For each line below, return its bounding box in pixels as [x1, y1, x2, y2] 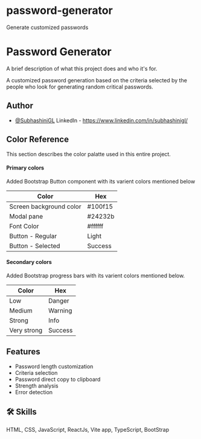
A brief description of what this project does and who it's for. [6, 65, 158, 72]
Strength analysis [14, 382, 59, 389]
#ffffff [87, 222, 104, 230]
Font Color [9, 222, 39, 230]
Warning [48, 306, 72, 315]
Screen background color [9, 202, 81, 211]
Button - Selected [9, 242, 60, 250]
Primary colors [6, 164, 44, 171]
